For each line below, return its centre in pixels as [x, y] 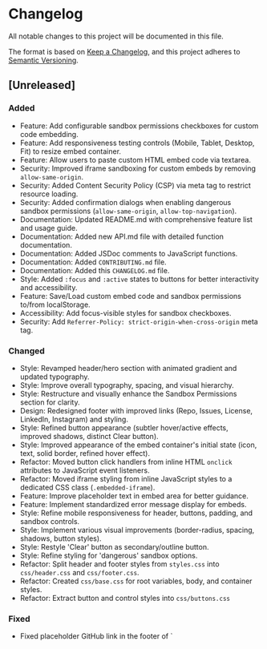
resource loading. [49, 194]
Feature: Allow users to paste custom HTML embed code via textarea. [135, 159]
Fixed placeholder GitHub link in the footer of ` [96, 636]
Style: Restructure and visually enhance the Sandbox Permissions [128, 393]
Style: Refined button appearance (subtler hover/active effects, [124, 427]
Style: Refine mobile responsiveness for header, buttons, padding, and [136, 513]
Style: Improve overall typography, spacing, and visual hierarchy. [127, 385]
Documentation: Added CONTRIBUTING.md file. [93, 262]
